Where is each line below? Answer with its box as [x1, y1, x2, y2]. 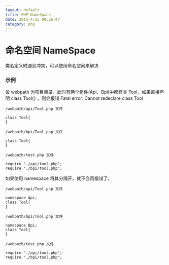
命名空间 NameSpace [5, 45, 96, 56]
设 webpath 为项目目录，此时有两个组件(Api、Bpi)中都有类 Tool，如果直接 [5, 89, 160, 95]
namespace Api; [5, 196, 38, 201]
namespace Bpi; [5, 223, 38, 228]
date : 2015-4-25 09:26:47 [5, 17, 60, 22]
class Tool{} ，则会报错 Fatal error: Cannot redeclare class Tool [11, 95, 143, 101]
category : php [5, 21, 36, 27]
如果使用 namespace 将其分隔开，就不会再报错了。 [5, 175, 113, 181]
